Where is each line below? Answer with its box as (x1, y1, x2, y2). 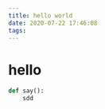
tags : (8, 26, 26, 34)
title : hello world (8, 11, 73, 20)
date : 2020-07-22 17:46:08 (8, 19, 98, 27)
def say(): (8, 87, 45, 95)
